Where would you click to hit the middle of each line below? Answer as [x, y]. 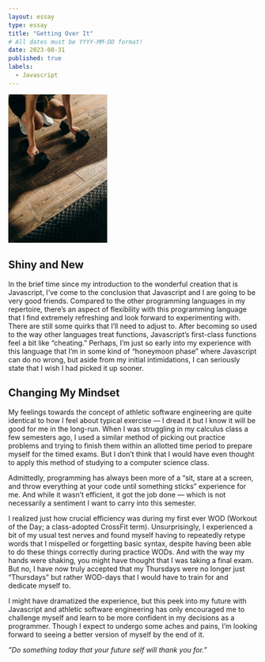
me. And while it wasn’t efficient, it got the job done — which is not [117, 494]
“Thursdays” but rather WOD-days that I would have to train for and [118, 577]
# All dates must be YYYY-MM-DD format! [76, 42]
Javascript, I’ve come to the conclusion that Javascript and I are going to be [132, 292]
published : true [35, 59]
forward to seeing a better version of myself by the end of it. [106, 634]
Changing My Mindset [64, 393]
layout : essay [32, 17]
